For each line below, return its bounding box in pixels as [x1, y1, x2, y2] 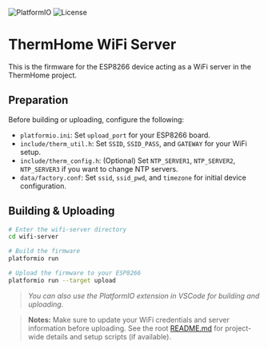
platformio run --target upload [8, 276, 116, 284]
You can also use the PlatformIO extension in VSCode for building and [27, 291, 260, 300]
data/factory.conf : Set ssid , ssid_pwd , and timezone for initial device [19, 173, 246, 182]
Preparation [8, 93, 69, 107]
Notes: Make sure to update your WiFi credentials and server [27, 315, 230, 324]
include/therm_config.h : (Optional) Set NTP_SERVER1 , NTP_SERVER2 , [19, 156, 236, 165]
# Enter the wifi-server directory [8, 225, 127, 233]
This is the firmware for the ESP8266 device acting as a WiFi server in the [8, 61, 252, 71]
